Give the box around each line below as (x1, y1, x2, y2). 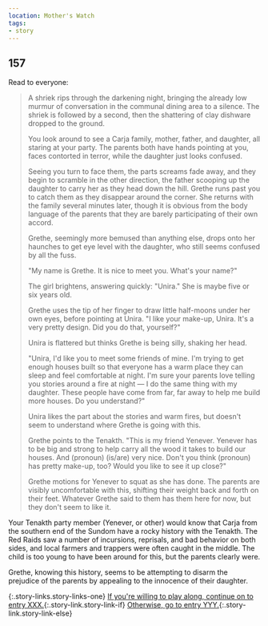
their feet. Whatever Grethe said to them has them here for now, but (27, 494, 251, 503)
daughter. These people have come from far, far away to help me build (27, 388, 261, 398)
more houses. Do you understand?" (27, 396, 146, 406)
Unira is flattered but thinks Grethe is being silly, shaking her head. (27, 338, 248, 348)
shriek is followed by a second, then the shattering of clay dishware (27, 110, 251, 120)
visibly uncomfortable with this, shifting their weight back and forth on (27, 486, 259, 495)
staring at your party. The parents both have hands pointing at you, (27, 143, 250, 152)
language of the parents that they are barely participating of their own (27, 209, 258, 219)
